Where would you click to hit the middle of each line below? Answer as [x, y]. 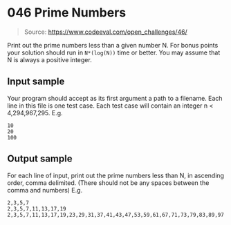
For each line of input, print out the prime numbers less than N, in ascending [116, 175]
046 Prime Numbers [67, 13]
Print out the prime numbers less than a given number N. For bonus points [113, 45]
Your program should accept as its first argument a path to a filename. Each [115, 98]
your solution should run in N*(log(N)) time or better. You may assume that [114, 52]
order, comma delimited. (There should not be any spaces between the [108, 183]
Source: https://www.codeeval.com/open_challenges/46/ [106, 32]
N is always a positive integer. [49, 59]
